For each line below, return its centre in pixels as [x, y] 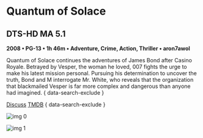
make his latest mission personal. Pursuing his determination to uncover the [102, 73]
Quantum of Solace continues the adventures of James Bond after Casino [99, 60]
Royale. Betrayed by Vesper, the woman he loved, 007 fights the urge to [97, 67]
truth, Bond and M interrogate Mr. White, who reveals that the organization [100, 80]
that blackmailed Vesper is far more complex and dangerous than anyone [98, 86]
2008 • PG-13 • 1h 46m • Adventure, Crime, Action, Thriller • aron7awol [98, 48]
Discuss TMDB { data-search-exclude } [56, 104]
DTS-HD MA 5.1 [36, 34]
